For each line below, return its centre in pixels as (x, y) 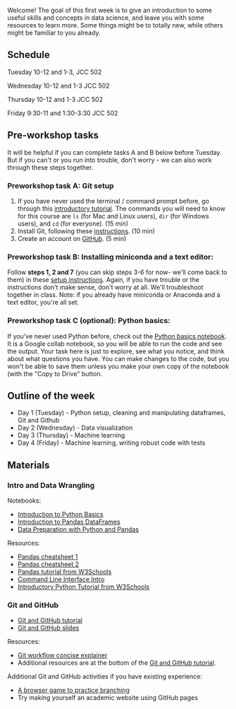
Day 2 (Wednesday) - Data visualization (75, 428)
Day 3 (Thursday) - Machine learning (71, 435)
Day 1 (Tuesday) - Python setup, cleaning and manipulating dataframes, (122, 413)
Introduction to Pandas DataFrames (69, 522)
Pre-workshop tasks (53, 135)
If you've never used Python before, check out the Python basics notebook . (117, 336)
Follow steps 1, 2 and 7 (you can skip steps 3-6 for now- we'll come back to (117, 272)
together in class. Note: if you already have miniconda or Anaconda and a (114, 295)
